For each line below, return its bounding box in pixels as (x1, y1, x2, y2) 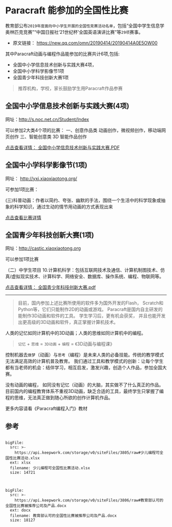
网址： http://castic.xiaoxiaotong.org (5, 245, 81, 251)
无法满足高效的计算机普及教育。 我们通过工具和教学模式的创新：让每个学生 (5, 358, 164, 364)
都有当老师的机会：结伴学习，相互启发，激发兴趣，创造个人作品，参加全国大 (5, 364, 167, 371)
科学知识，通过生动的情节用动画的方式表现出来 (14, 203, 113, 210)
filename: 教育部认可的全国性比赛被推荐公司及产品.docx (10, 513, 117, 518)
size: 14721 (10, 470, 36, 475)
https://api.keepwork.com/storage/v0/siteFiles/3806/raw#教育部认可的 (14, 498, 164, 503)
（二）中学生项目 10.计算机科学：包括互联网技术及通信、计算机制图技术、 (5, 267, 161, 273)
